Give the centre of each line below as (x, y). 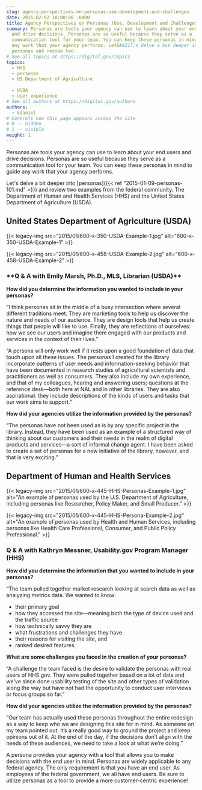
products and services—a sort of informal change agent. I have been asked (100, 444)
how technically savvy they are (53, 626)
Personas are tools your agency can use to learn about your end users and (99, 152)
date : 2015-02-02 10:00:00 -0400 (48, 17)
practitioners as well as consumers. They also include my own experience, (99, 376)
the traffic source (36, 620)
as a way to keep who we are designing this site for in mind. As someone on (100, 724)
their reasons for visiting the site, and (61, 639)
